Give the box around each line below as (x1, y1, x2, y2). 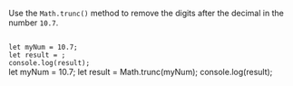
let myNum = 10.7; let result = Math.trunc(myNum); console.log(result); (8, 67, 273, 77)
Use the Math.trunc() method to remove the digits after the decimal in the (8, 8, 285, 18)
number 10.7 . (8, 17, 59, 28)
